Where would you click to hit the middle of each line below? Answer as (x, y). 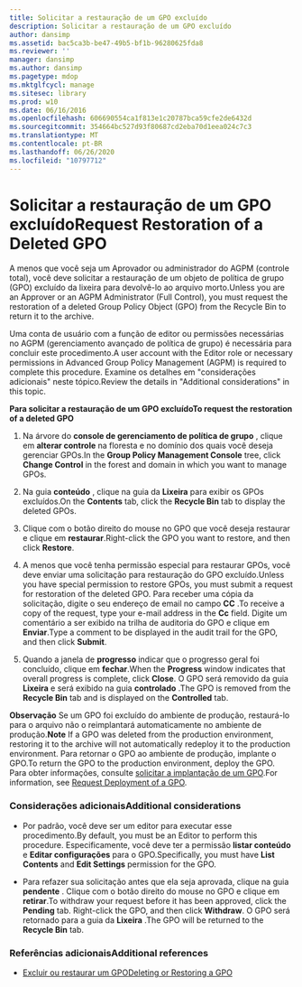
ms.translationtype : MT (54, 135)
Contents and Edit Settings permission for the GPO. (119, 864)
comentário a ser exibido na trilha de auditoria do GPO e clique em (146, 623)
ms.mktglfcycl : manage (52, 85)
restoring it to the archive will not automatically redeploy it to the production (150, 744)
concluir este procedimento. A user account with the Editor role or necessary (151, 353)
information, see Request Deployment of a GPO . (98, 783)
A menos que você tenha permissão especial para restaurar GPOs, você (156, 565)
